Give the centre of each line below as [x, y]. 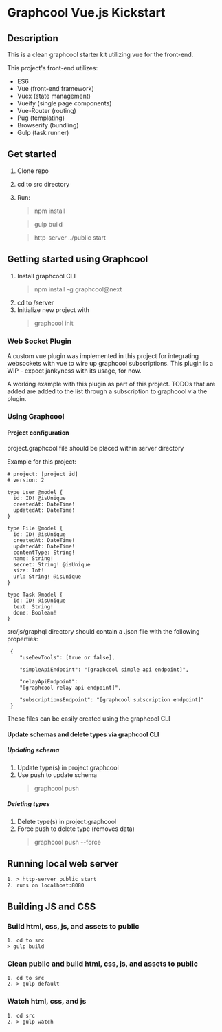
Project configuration [38, 433]
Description [33, 38]
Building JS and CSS [52, 906]
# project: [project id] [43, 474]
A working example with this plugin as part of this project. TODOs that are [111, 384]
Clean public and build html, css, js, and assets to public [102, 964]
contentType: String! [44, 553]
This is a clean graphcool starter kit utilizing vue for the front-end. [100, 54]
